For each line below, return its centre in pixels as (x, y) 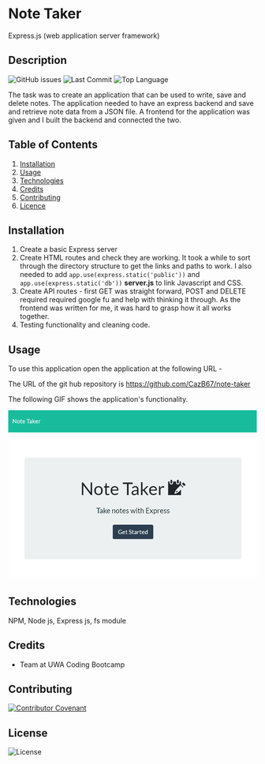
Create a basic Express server (69, 249)
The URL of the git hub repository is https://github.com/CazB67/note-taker (129, 384)
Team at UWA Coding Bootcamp (72, 665)
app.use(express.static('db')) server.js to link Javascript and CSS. (131, 283)
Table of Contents (53, 145)
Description (37, 60)
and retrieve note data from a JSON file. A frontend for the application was (129, 111)
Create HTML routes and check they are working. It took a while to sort (135, 258)
